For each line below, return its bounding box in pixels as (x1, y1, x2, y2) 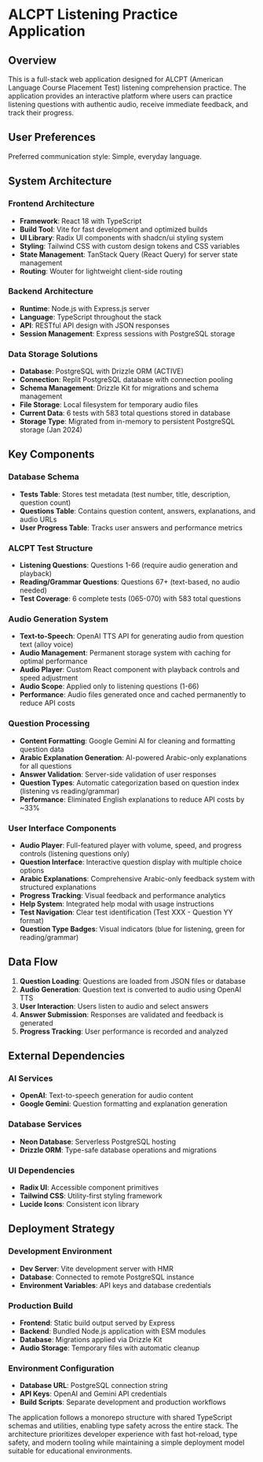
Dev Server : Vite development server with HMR (19, 1263, 174, 1273)
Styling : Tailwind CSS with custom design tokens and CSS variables (19, 241, 240, 250)
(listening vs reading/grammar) (19, 786, 120, 796)
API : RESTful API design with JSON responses (19, 321, 170, 330)
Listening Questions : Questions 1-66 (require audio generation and (19, 561, 238, 570)
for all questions (19, 761, 72, 770)
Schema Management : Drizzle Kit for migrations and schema (19, 384, 219, 393)
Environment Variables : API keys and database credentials (19, 1280, 212, 1289)
